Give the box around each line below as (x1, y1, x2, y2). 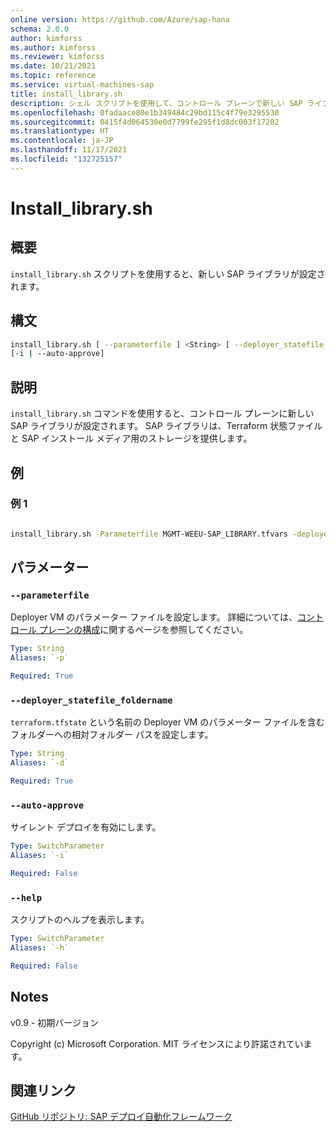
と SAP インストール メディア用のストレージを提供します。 (10, 432, 253, 445)
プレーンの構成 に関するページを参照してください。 (38, 624, 249, 636)
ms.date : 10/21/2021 (10, 61, 97, 71)
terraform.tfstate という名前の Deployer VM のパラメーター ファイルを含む (10, 716, 325, 728)
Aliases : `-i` (10, 851, 70, 861)
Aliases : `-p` (10, 653, 70, 663)
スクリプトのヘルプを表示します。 (10, 914, 150, 926)
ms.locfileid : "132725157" (10, 154, 123, 164)
